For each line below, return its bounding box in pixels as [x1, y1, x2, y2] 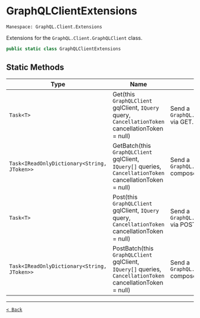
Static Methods [6, 63, 64, 73]
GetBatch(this [112, 141, 151, 149]
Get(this [112, 90, 135, 98]
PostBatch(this [112, 244, 154, 252]
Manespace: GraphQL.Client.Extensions [6, 24, 102, 30]
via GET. [170, 117, 194, 126]
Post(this [112, 192, 138, 201]
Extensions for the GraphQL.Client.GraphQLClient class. [6, 34, 143, 41]
